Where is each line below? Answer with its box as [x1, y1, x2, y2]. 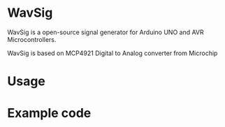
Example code [7, 105, 92, 121]
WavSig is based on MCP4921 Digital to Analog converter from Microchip [7, 49, 218, 57]
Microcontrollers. [7, 35, 57, 43]
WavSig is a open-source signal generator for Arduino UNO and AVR [7, 28, 204, 36]
